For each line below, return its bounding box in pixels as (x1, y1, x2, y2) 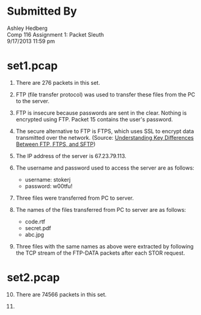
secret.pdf (24, 224, 51, 231)
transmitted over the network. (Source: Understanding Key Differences (15, 134, 194, 141)
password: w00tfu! (24, 182, 73, 190)
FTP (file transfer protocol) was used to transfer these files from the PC (15, 90, 196, 98)
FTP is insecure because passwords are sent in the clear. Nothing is (15, 109, 187, 117)
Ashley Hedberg (7, 24, 48, 32)
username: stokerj (24, 176, 71, 183)
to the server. (15, 97, 49, 104)
